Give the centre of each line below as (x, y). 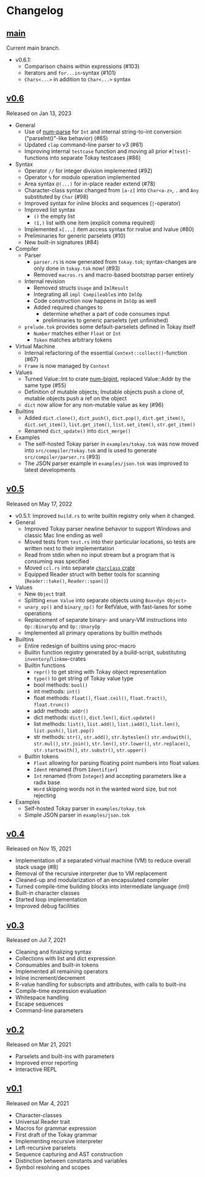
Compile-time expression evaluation (61, 991)
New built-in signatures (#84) (61, 242)
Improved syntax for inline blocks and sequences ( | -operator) (102, 203)
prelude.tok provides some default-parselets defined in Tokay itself (110, 327)
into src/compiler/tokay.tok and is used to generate (91, 450)
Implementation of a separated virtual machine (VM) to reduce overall (103, 861)
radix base (47, 782)
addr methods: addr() (61, 711)
